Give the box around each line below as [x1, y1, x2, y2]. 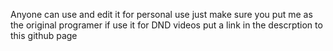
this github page [10, 30, 78, 41]
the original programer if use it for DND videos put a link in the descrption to [10, 19, 323, 31]
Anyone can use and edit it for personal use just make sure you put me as [10, 9, 313, 20]
